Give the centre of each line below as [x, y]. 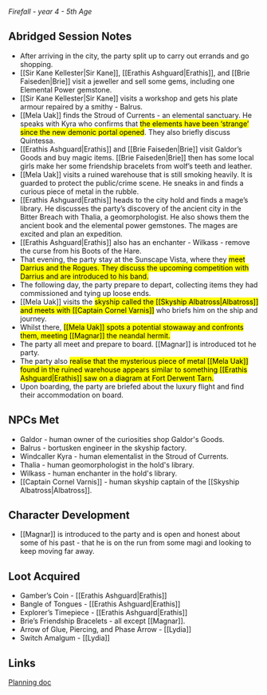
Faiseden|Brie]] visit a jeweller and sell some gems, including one [127, 81]
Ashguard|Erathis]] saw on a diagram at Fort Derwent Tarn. [117, 377]
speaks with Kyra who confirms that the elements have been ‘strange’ [134, 124]
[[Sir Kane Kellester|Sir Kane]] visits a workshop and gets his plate [129, 98]
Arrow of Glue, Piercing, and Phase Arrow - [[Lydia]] [106, 630]
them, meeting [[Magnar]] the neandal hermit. [95, 335]
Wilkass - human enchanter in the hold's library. [98, 473]
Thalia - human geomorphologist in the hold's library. [107, 464]
